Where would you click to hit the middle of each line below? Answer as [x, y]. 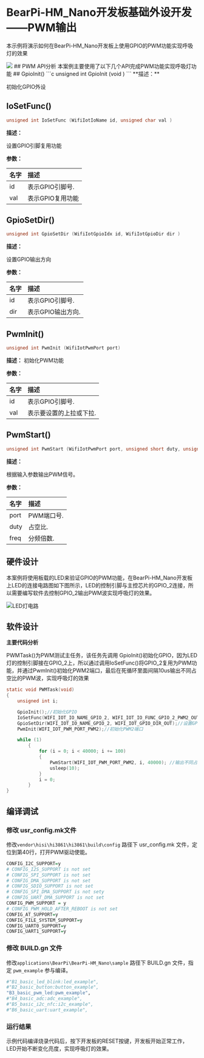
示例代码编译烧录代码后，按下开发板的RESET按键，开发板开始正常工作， [97, 1041]
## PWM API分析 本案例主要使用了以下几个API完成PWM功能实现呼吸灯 [102, 66]
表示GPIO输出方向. [54, 312]
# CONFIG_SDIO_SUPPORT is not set [50, 886]
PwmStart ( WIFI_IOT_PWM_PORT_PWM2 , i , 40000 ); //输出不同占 [124, 762]
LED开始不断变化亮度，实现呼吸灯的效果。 [59, 1049]
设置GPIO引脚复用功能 [34, 145]
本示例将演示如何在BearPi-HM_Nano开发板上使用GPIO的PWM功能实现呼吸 [100, 46]
